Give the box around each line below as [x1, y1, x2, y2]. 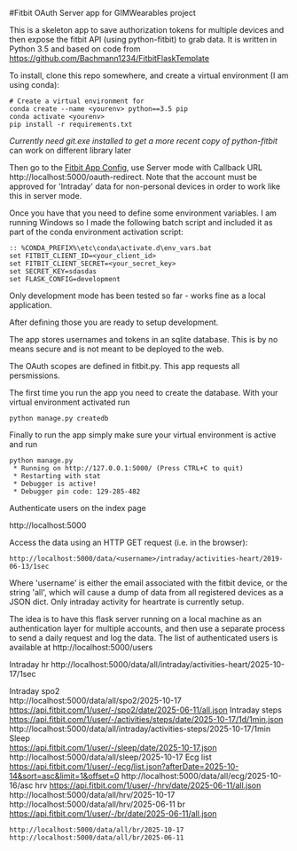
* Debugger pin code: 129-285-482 [12, 487, 141, 496]
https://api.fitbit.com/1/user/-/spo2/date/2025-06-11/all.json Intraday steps [9, 705, 282, 715]
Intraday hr [9, 659, 50, 669]
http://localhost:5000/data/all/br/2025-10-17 [9, 825, 184, 834]
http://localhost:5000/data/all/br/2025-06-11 [9, 833, 184, 842]
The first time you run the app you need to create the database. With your [9, 388, 278, 398]
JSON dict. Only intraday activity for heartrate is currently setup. [9, 596, 245, 607]
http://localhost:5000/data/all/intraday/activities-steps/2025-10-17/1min [9, 723, 271, 734]
